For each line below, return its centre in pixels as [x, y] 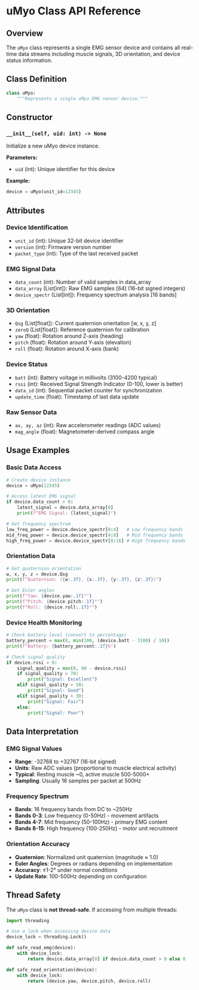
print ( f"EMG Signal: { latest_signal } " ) [67, 513]
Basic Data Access [34, 467]
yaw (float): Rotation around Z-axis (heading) [69, 336]
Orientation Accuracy [38, 844]
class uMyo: [21, 93]
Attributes [25, 210]
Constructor [29, 117]
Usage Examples [38, 450]
